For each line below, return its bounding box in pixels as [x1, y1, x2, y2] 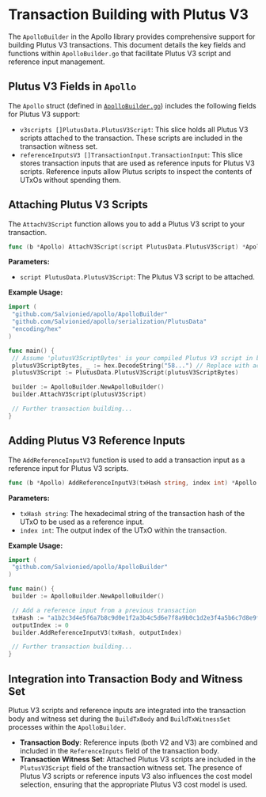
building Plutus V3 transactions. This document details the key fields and [8, 40, 246, 49]
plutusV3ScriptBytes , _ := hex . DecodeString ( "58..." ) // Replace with [11, 362, 249, 370]
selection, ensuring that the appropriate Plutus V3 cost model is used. [19, 780, 248, 789]
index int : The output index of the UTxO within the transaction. [19, 525, 227, 535]
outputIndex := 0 [11, 621, 69, 629]
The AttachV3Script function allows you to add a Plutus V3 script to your [8, 219, 245, 229]
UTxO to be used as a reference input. [19, 517, 145, 526]
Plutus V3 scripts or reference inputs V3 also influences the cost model [19, 771, 253, 780]
